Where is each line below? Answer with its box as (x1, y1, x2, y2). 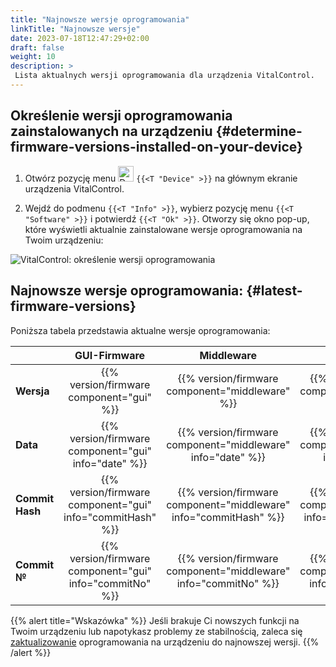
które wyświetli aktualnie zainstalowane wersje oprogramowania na (24, 223, 303, 235)
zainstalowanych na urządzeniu (10, 123, 213, 140)
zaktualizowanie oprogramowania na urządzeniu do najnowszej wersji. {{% (10, 636, 320, 648)
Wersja (15, 384, 50, 398)
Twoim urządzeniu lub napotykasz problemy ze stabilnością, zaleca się (10, 625, 303, 637)
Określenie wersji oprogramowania (10, 107, 233, 125)
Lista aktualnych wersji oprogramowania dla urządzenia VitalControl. (14, 71, 315, 81)
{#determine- (215, 123, 303, 140)
